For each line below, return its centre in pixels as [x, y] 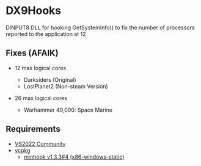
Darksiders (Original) [50, 79]
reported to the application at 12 [46, 34]
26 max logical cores [41, 98]
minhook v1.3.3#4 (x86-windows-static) [74, 157]
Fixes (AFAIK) [32, 53]
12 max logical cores [40, 68]
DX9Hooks [34, 11]
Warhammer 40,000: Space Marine [68, 110]
